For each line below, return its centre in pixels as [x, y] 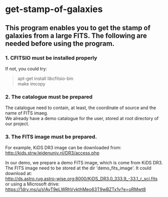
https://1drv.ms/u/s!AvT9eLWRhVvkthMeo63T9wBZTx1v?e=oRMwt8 [76, 189]
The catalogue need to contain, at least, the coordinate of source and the [81, 108]
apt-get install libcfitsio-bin [45, 78]
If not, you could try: [26, 68]
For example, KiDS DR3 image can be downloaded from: [63, 148]
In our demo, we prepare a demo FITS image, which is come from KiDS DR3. [84, 163]
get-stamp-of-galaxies [54, 9]
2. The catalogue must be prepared [49, 96]
